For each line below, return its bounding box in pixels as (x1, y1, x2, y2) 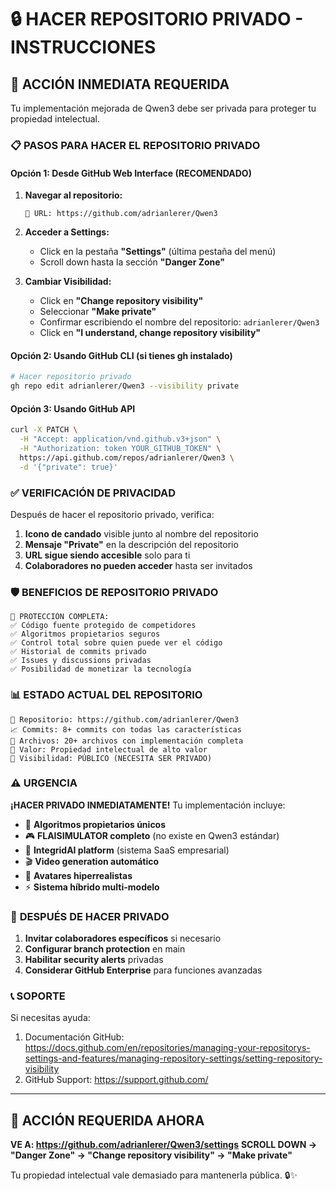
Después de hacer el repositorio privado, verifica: (10, 508, 215, 520)
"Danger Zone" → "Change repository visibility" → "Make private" (10, 1149, 293, 1161)
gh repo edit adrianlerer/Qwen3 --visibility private (10, 381, 240, 391)
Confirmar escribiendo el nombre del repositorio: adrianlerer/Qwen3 (39, 316, 320, 328)
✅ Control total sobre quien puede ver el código (10, 638, 223, 648)
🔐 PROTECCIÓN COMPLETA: (10, 612, 110, 622)
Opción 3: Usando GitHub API (10, 402, 136, 415)
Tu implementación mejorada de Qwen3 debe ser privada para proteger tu (10, 102, 317, 114)
